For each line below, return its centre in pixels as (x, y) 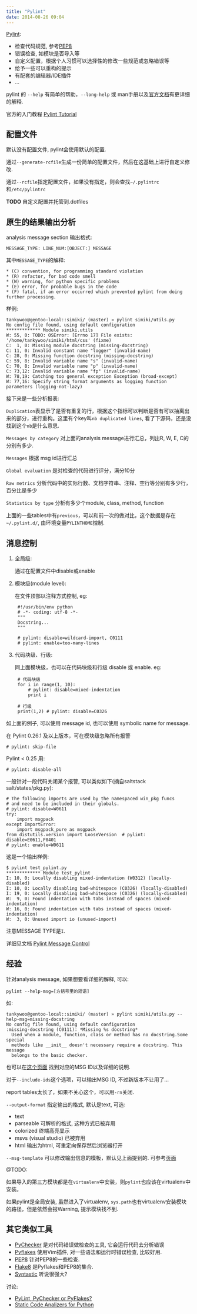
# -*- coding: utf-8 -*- (48, 612)
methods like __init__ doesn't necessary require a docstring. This (97, 1045)
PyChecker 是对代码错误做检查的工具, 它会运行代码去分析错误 (89, 1245)
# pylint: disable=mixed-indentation (74, 690)
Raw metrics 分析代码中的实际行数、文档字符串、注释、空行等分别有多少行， (98, 483)
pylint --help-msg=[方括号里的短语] (48, 991)
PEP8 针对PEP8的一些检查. (47, 1259)
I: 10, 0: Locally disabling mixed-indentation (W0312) (76, 878)
